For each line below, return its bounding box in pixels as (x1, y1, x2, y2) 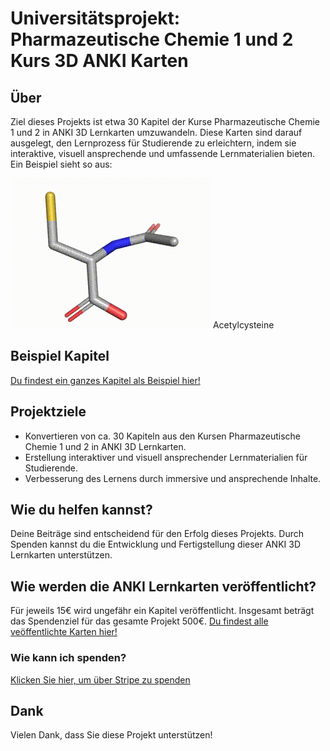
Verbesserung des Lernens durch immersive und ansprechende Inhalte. (24, 472, 322, 484)
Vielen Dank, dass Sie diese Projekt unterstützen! (10, 729, 213, 741)
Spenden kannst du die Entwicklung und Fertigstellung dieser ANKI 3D (10, 538, 302, 551)
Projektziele (10, 403, 87, 421)
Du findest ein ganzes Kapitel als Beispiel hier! (10, 374, 201, 386)
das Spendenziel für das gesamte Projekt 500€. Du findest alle (10, 615, 269, 627)
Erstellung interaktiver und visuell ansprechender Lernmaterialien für (24, 451, 308, 463)
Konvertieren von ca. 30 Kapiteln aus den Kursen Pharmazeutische (24, 430, 302, 442)
